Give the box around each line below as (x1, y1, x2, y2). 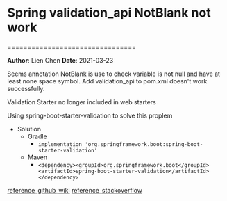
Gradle (27, 132, 47, 140)
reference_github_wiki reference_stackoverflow (7, 186, 143, 194)
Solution (17, 124, 42, 133)
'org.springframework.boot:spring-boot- (84, 140, 203, 147)
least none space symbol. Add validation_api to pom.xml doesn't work (7, 77, 208, 85)
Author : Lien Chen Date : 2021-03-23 (7, 56, 114, 64)
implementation (37, 140, 82, 147)
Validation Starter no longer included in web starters (7, 97, 156, 106)
